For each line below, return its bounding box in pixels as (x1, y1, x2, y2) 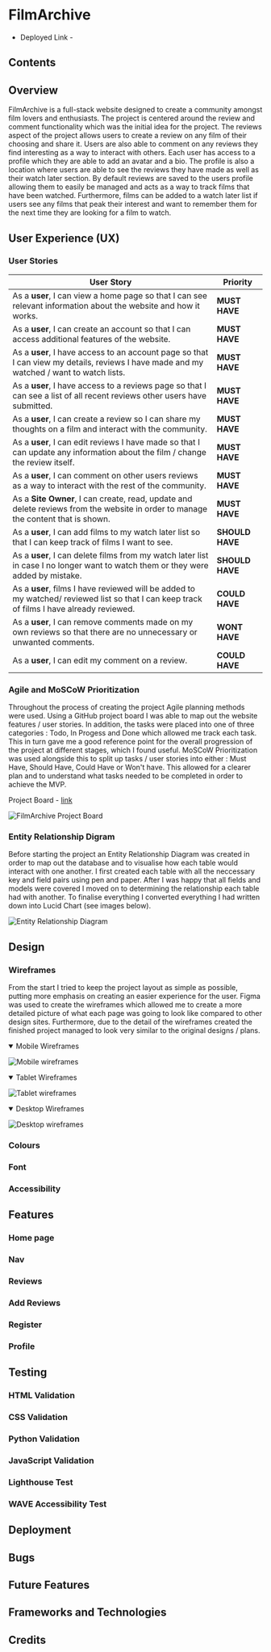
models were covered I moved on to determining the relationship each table (8, 883, 260, 894)
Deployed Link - (19, 32, 74, 42)
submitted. (12, 400, 53, 411)
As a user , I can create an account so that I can (12, 323, 191, 335)
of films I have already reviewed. (12, 603, 135, 614)
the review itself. (12, 457, 75, 468)
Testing (8, 1366, 48, 1380)
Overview (8, 83, 59, 97)
